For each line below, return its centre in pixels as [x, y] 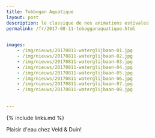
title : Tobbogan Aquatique [40, 12]
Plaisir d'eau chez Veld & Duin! [44, 129]
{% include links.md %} [35, 118]
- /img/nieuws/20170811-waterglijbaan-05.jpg [75, 73]
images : [16, 45]
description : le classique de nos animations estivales [77, 23]
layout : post [23, 17]
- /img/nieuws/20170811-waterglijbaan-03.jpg [75, 61]
